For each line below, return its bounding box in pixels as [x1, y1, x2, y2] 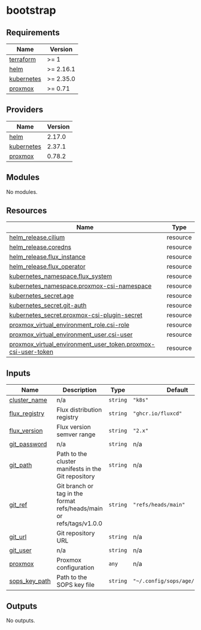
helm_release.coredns [9, 243, 72, 251]
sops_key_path [9, 577, 51, 585]
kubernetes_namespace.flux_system [9, 272, 112, 281]
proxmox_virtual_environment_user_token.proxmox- [9, 340, 156, 349]
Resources [6, 206, 47, 216]
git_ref [9, 501, 28, 509]
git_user [9, 546, 32, 555]
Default [166, 386, 188, 394]
